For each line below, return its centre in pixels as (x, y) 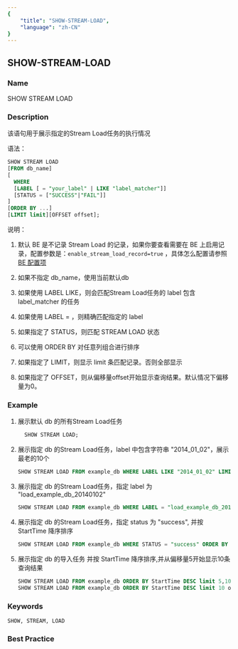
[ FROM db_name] (30, 169)
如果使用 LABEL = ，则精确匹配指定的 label (80, 317)
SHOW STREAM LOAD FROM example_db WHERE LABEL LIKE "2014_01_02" (116, 472)
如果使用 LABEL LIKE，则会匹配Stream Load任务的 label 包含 (107, 293)
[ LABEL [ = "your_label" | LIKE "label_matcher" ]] (90, 188)
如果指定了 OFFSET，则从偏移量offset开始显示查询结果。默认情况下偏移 (123, 378)
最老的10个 (33, 458)
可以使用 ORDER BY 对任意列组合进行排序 (79, 347)
